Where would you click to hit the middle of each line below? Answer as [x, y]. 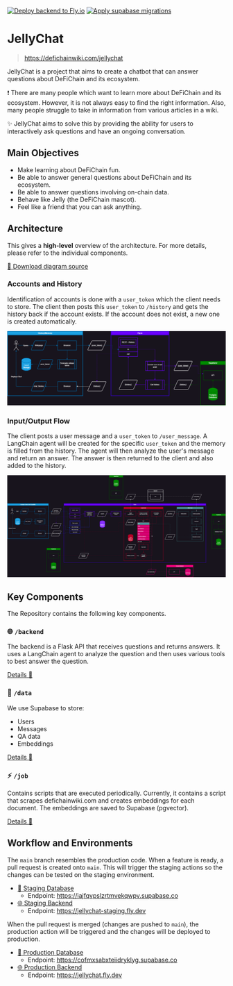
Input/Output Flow [39, 421]
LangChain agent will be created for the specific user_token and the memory [116, 443]
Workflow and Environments [70, 843]
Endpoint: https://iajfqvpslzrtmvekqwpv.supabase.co [103, 895]
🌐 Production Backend [50, 967]
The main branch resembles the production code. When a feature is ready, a [115, 860]
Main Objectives [43, 153]
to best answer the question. [48, 661]
